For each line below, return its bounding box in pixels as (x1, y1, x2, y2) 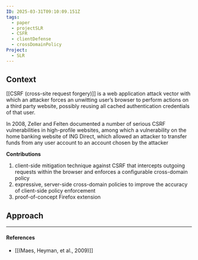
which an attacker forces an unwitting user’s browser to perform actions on (6, 96, 189, 103)
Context (6, 74, 37, 84)
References (6, 234, 35, 241)
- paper (11, 19, 31, 25)
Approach (6, 210, 44, 220)
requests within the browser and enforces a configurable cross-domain (14, 168, 188, 175)
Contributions (6, 151, 41, 158)
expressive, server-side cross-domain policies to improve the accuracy (14, 181, 188, 188)
